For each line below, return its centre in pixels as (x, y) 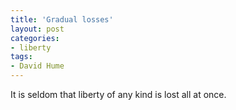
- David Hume (37, 66)
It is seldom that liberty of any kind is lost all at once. (118, 94)
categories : (35, 38)
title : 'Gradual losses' (62, 19)
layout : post (37, 29)
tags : (21, 57)
